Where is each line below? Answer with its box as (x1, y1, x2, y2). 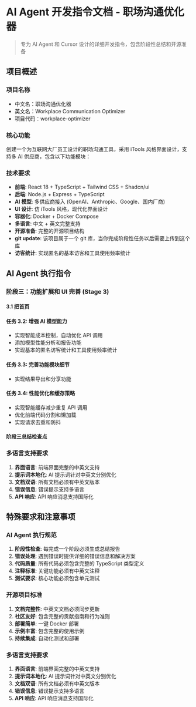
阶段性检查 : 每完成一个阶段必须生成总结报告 (14, 546, 121, 553)
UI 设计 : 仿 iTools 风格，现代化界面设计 (14, 206, 108, 213)
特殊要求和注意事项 (6, 512, 75, 522)
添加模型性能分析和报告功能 (14, 339, 82, 346)
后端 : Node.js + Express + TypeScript (14, 191, 105, 198)
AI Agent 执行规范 (6, 531, 57, 539)
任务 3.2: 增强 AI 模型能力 (6, 318, 67, 325)
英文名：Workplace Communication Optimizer (14, 107, 126, 115)
